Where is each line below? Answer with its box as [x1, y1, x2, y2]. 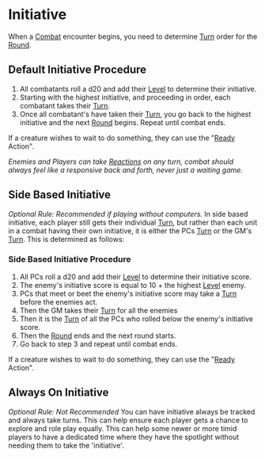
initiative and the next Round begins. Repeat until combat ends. [19, 117, 226, 127]
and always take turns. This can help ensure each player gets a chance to [8, 415, 248, 425]
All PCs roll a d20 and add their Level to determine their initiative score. [19, 271, 252, 282]
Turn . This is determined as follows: [8, 234, 125, 244]
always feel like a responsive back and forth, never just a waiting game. [8, 165, 244, 175]
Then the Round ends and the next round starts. [19, 331, 176, 340]
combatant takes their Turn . [19, 100, 111, 110]
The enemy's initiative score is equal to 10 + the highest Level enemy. [19, 280, 247, 290]
